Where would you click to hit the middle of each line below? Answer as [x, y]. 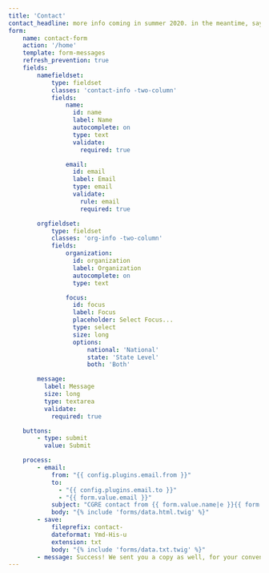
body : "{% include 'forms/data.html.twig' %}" [130, 512]
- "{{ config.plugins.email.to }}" [118, 490]
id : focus [89, 305]
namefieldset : [60, 75]
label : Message [69, 387]
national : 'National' [123, 349]
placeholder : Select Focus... [123, 320]
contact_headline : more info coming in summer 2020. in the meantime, [128, 23]
